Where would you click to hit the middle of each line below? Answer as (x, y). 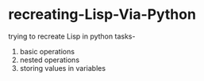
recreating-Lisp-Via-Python (102, 15)
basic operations (47, 51)
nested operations (50, 60)
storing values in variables (62, 68)
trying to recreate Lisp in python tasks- (72, 36)
